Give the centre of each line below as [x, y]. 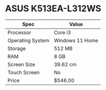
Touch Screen [24, 72]
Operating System [28, 40]
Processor [19, 32]
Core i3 [62, 32]
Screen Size [21, 64]
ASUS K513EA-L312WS [53, 9]
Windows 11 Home [76, 40]
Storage [17, 48]
